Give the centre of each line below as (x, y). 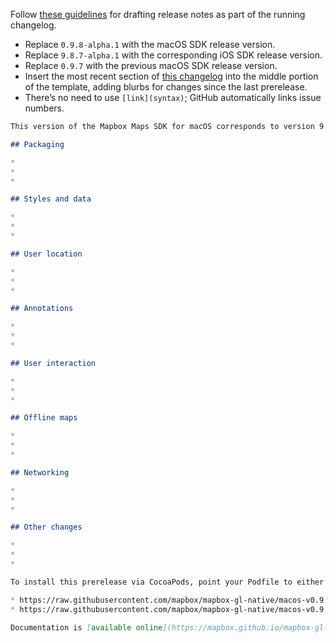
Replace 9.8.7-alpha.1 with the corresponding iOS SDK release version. (173, 55)
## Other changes (46, 527)
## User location (46, 254)
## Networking (40, 472)
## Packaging (37, 144)
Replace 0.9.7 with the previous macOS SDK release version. (151, 65)
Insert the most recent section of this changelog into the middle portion (171, 76)
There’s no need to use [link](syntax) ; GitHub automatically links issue (173, 97)
